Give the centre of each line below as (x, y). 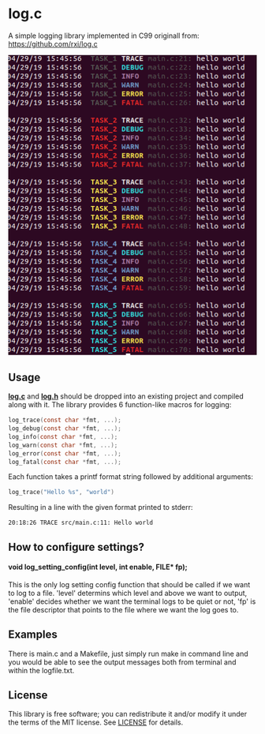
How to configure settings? (76, 547)
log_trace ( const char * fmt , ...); (65, 420)
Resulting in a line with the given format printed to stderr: (101, 507)
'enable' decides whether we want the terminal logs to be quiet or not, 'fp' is (132, 601)
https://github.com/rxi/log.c (53, 43)
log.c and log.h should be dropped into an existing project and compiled (126, 396)
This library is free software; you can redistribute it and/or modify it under (128, 714)
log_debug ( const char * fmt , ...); (65, 429)
